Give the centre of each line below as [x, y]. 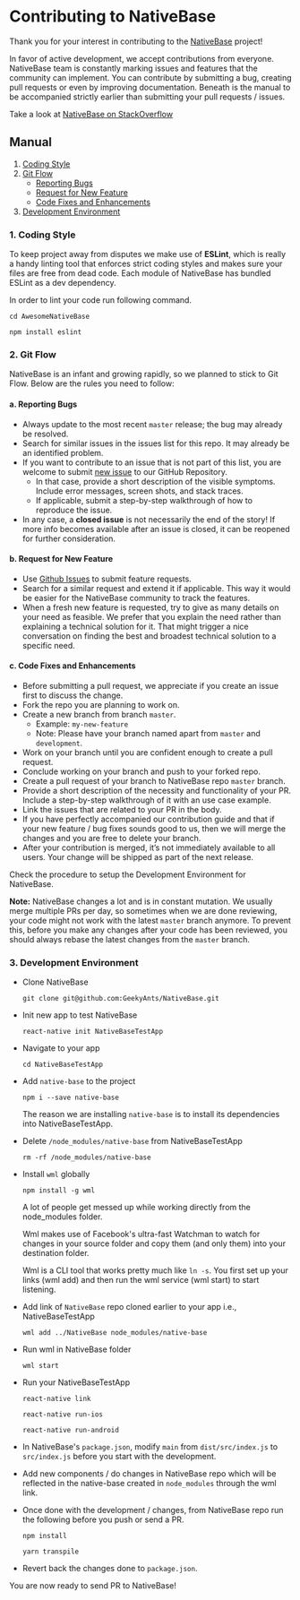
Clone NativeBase [55, 982]
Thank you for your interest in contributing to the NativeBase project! [136, 41]
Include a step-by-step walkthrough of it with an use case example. [146, 800]
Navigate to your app [61, 1048]
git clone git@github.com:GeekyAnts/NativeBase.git [120, 999]
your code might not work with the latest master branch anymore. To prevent [150, 920]
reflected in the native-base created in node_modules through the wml [149, 1484]
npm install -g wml [59, 1191]
